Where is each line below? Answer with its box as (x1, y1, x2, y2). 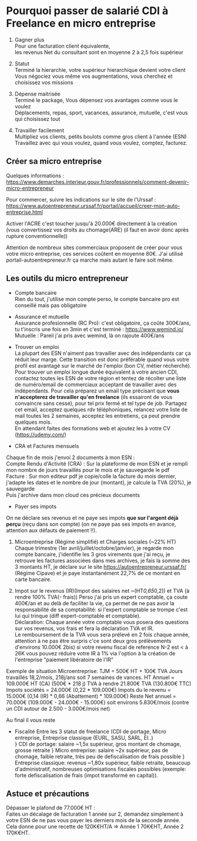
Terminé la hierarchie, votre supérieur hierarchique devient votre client (14, 66, 186, 73)
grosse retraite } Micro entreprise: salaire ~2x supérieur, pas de (14, 747, 169, 754)
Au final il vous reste (6, 716, 56, 723)
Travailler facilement (14, 127, 65, 134)
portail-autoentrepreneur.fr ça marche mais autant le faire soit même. (6, 256, 174, 263)
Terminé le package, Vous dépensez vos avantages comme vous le (14, 96, 178, 104)
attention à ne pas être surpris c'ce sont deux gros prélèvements (14, 637, 172, 644)
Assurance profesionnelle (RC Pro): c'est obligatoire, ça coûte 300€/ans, (14, 319, 191, 326)
